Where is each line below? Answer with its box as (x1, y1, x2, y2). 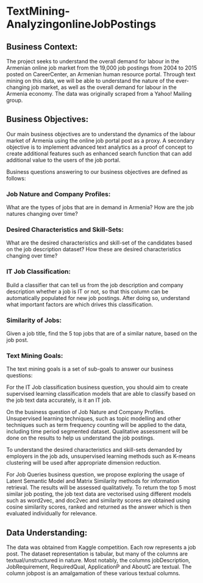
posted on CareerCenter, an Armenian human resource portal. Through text (6, 71, 196, 77)
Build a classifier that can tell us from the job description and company (6, 281, 184, 288)
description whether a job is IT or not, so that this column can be (6, 288, 169, 295)
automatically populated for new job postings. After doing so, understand (6, 294, 190, 301)
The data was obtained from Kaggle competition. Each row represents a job (6, 544, 196, 551)
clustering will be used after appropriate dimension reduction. (6, 459, 162, 467)
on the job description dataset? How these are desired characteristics (6, 246, 182, 253)
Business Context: (6, 41, 78, 52)
